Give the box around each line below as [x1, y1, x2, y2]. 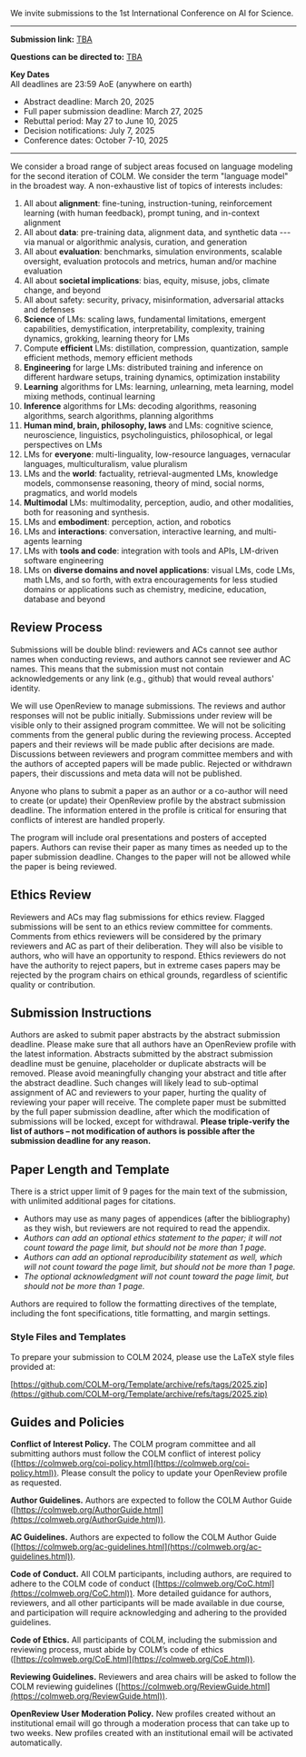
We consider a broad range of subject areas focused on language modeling [10, 161, 293, 172]
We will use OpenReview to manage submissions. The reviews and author [10, 700, 286, 711]
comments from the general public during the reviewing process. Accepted [10, 729, 291, 740]
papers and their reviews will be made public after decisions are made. [10, 739, 275, 749]
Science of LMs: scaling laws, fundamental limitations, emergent [23, 313, 266, 324]
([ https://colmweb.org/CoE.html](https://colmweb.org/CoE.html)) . [10, 1653, 256, 1665]
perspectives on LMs [23, 440, 103, 450]
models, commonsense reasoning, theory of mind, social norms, [23, 478, 265, 489]
